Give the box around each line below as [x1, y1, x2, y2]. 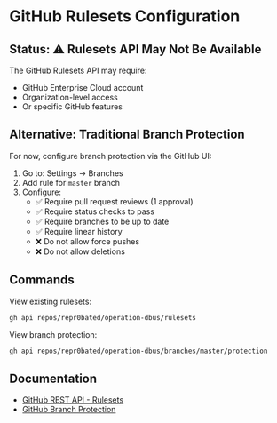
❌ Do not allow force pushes [35, 235, 140, 246]
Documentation [9, 371, 98, 386]
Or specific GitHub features [21, 101, 123, 112]
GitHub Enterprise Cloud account [21, 83, 144, 92]
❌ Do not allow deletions [35, 246, 126, 257]
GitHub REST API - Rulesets [21, 395, 124, 405]
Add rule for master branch [21, 177, 121, 188]
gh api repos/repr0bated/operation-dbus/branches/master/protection [9, 347, 268, 355]
